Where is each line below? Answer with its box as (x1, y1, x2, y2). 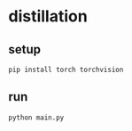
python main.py (8, 113, 65, 122)
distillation (8, 6, 88, 27)
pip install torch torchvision (8, 65, 124, 74)
